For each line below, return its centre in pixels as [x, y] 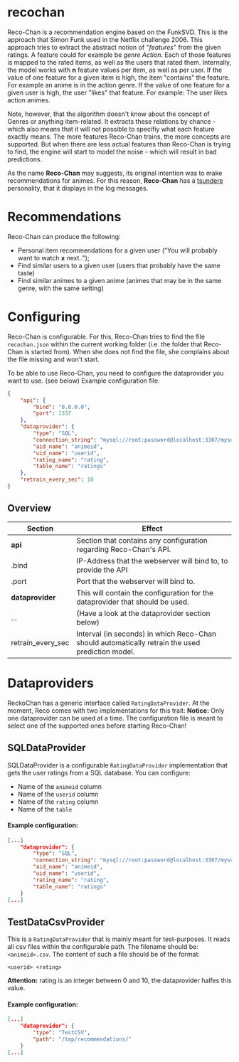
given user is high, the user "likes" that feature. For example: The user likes [117, 92]
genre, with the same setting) [61, 288]
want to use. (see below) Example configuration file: [84, 381]
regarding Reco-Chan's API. [124, 549]
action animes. [29, 100]
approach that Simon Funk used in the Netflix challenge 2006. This [105, 39]
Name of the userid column [58, 794]
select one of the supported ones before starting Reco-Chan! [97, 726]
